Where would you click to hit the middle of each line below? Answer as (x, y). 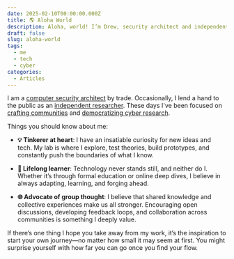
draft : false (26, 33)
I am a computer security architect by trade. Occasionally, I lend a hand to (113, 98)
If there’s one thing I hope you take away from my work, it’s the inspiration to (117, 233)
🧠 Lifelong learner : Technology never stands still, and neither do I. (112, 168)
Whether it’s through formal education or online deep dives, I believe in (119, 176)
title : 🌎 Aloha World (40, 20)
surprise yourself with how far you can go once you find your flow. (103, 248)
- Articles (29, 78)
